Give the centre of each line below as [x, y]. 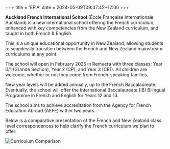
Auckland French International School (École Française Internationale [79, 17]
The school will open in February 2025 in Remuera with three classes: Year [84, 64]
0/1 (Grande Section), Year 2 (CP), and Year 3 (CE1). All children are [76, 69]
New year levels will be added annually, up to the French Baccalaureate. [81, 84]
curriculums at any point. [31, 54]
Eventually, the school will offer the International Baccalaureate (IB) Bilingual [85, 90]
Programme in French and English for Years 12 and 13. [62, 95]
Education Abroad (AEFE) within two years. [51, 111]
